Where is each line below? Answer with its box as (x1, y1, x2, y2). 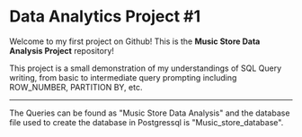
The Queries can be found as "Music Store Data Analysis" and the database (9, 107, 290, 118)
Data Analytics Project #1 (9, 6, 201, 27)
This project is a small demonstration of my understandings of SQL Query (9, 63, 282, 73)
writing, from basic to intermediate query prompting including (9, 72, 237, 82)
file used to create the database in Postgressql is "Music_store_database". (9, 116, 284, 127)
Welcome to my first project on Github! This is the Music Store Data (9, 36, 261, 47)
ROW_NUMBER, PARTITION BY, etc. (9, 81, 143, 92)
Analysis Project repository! (9, 45, 115, 56)
